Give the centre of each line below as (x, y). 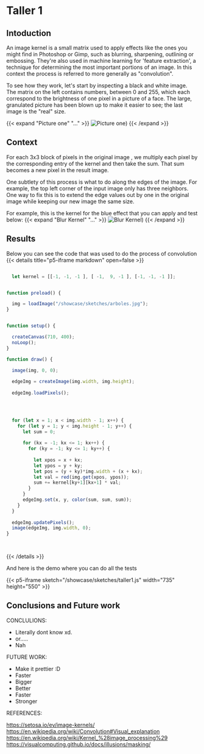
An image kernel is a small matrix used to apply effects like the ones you (97, 48)
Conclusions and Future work (63, 605)
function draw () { (30, 359)
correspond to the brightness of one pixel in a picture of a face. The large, (99, 99)
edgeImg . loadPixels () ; (40, 393)
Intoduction (29, 33)
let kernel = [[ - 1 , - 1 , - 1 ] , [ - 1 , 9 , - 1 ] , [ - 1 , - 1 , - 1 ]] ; (94, 276)
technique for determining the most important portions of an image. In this (99, 67)
